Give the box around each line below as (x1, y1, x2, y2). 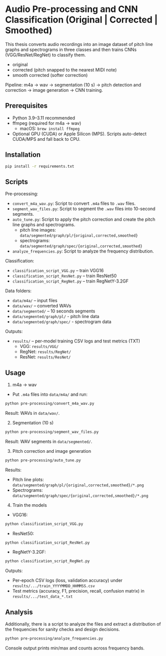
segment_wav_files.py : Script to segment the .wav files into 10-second (12, 206, 156, 212)
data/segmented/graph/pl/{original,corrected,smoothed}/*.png (12, 483, 144, 488)
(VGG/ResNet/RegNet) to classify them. (5, 51, 86, 58)
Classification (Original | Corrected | (5, 14, 158, 25)
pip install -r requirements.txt (5, 164, 75, 169)
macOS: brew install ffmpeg (19, 125, 80, 131)
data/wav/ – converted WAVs (12, 303, 72, 309)
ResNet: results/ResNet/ (19, 354, 71, 360)
